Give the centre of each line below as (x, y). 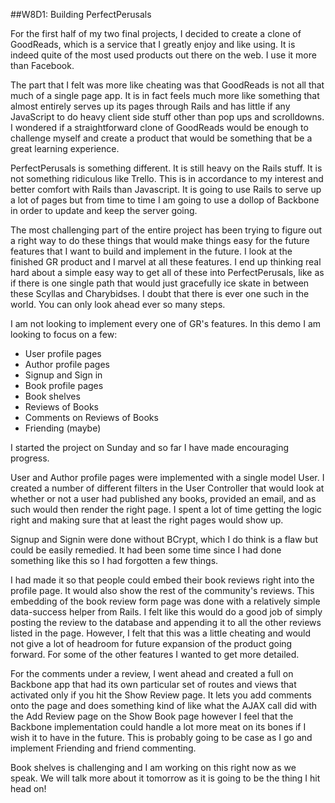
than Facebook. (42, 65)
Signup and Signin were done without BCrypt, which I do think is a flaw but (164, 539)
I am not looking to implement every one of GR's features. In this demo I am (166, 323)
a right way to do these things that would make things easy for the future (160, 240)
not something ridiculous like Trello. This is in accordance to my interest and (167, 178)
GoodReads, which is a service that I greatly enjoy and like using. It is (153, 44)
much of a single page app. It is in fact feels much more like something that (165, 95)
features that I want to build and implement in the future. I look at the (151, 251)
